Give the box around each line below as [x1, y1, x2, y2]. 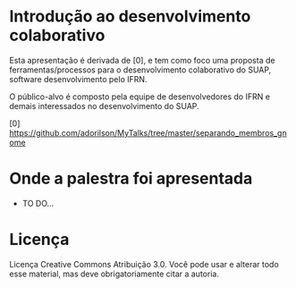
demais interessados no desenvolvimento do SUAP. [9, 100, 199, 111]
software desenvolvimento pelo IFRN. [9, 73, 148, 84]
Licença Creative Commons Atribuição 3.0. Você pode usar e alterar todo [9, 258, 279, 269]
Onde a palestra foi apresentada [9, 168, 253, 189]
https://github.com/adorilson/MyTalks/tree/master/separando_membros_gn [9, 127, 288, 138]
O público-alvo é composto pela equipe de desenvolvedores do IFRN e [9, 91, 271, 102]
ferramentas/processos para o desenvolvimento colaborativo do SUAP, [9, 64, 272, 75]
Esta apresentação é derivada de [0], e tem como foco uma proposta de [9, 55, 275, 65]
